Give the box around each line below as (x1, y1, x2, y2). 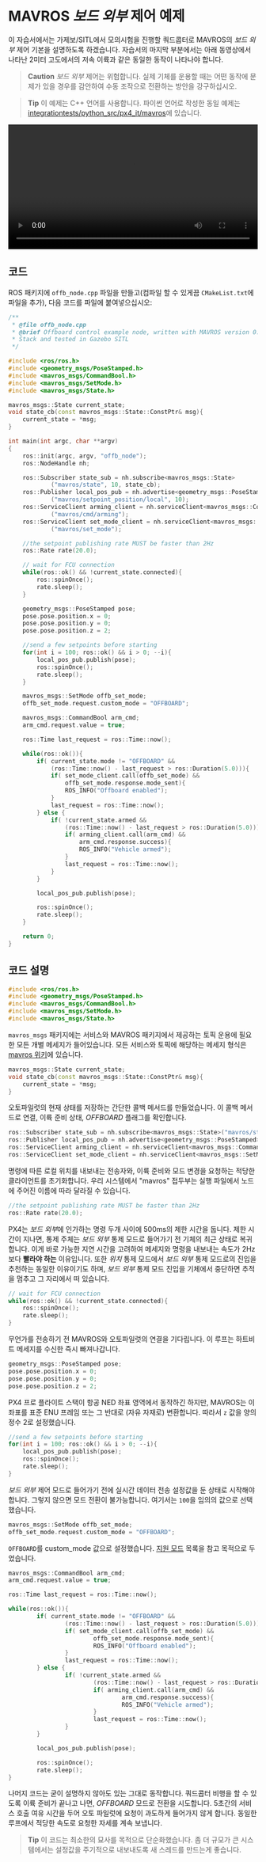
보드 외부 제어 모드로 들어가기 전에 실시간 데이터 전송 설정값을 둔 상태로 (8, 1485, 228, 1495)
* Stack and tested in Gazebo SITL (11, 336, 129, 344)
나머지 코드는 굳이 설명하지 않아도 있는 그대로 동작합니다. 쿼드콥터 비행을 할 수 (8, 1788, 249, 1798)
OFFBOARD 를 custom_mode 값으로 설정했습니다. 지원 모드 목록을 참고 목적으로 (8, 1543, 248, 1552)
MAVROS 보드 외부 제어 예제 (8, 7, 185, 25)
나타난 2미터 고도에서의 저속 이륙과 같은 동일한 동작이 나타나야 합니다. (8, 55, 224, 64)
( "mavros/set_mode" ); (50, 525, 123, 533)
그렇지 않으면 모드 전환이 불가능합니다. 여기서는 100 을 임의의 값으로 (31, 1495, 239, 1504)
